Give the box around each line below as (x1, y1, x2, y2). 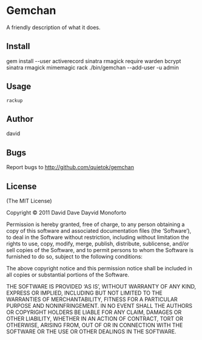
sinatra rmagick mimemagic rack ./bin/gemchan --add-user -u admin (6, 64, 179, 71)
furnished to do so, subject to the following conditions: (6, 253, 143, 260)
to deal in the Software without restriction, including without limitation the (6, 234, 189, 241)
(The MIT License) (6, 198, 53, 204)
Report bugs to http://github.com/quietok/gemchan (6, 164, 135, 171)
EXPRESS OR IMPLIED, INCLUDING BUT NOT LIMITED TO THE (6, 289, 163, 296)
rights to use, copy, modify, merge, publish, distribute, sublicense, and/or (6, 240, 189, 247)
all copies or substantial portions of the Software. (6, 271, 129, 278)
